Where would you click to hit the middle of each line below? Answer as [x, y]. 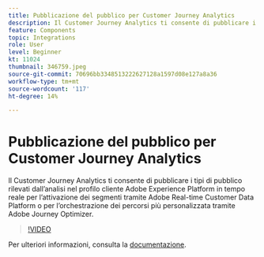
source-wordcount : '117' [49, 89]
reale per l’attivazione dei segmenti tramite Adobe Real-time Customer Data [131, 197]
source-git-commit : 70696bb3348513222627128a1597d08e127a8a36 [113, 74]
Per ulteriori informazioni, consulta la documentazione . [98, 244]
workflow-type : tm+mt [44, 81]
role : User [26, 45]
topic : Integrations [42, 37]
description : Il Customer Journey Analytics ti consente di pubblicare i [132, 23]
